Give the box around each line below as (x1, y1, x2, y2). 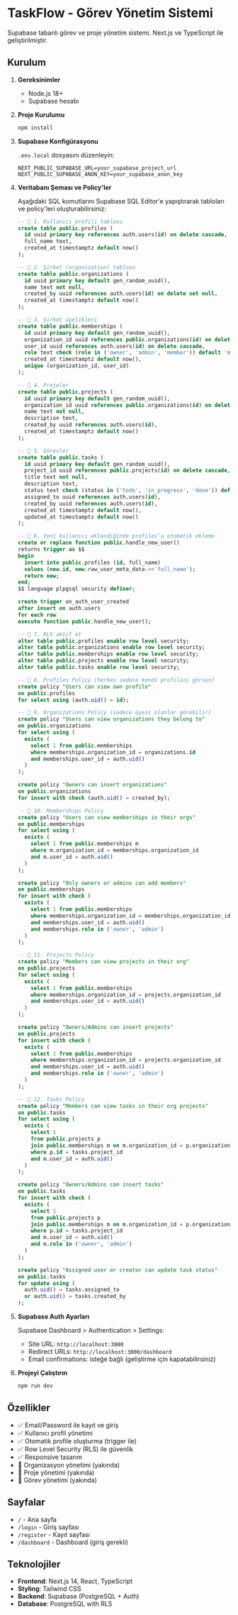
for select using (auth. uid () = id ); (17, 696, 130, 704)
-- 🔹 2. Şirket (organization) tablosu (17, 264, 136, 271)
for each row (17, 611, 57, 618)
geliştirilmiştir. (7, 35, 48, 44)
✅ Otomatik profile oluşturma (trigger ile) (17, 1436, 137, 1445)
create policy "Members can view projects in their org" (17, 958, 190, 965)
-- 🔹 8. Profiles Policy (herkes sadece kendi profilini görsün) (17, 676, 215, 684)
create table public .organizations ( (17, 270, 130, 277)
